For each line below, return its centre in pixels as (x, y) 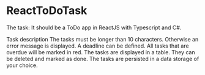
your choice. (22, 65)
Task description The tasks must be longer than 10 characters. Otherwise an (102, 39)
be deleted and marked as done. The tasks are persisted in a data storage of (103, 59)
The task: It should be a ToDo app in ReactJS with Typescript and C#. (94, 27)
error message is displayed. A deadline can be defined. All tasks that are (98, 46)
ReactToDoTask (47, 11)
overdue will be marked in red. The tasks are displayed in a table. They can (101, 52)
